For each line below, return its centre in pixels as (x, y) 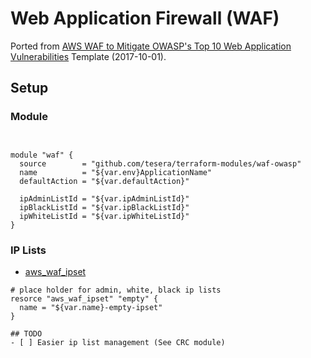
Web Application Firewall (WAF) (145, 18)
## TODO (26, 333)
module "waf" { (42, 155)
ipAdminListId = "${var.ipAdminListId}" (104, 198)
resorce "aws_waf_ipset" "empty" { (84, 298)
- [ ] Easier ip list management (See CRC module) (118, 342)
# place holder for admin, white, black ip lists (116, 290)
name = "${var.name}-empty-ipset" (91, 307)
